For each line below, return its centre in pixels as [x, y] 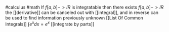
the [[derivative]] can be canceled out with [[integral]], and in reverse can [82, 12]
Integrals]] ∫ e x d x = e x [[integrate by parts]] [50, 23]
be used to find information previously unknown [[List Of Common [74, 18]
